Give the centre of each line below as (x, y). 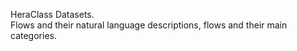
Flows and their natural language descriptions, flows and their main (149, 25)
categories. (33, 35)
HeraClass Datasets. (52, 14)
